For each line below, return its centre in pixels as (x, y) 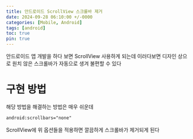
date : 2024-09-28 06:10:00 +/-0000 (49, 17)
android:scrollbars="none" (39, 118)
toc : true (18, 33)
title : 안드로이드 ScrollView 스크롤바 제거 (54, 11)
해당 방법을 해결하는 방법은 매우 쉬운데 (50, 107)
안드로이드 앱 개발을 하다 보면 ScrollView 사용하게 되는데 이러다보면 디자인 (91, 56)
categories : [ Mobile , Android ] (44, 22)
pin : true (18, 39)
